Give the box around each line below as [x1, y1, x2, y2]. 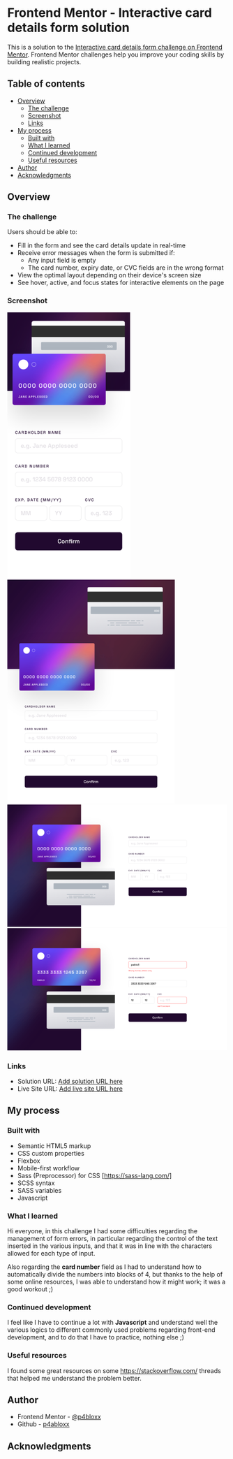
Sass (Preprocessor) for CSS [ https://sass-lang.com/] [17, 1171, 172, 1179]
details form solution [7, 20, 130, 36]
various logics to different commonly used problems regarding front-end [7, 1326, 216, 1334]
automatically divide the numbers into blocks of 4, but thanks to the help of [7, 1270, 223, 1279]
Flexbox [17, 1156, 40, 1165]
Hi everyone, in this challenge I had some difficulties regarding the [7, 1227, 197, 1235]
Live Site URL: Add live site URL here [17, 1084, 123, 1093]
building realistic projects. [7, 57, 82, 66]
